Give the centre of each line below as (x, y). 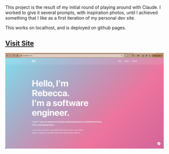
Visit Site (20, 44)
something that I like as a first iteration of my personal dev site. (70, 18)
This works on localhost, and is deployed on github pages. (66, 28)
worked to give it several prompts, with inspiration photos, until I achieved (81, 13)
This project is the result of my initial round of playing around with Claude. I (83, 7)
